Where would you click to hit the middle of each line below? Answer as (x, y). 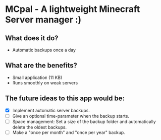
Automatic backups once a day (44, 50)
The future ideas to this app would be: (65, 99)
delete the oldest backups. (39, 127)
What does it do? (32, 38)
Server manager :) (43, 20)
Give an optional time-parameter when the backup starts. (71, 116)
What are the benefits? (41, 66)
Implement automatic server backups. (51, 110)
